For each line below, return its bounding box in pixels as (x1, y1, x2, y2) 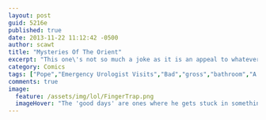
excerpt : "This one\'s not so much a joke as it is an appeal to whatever (8, 56, 260, 64)
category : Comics (8, 63, 66, 71)
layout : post (8, 11, 51, 20)
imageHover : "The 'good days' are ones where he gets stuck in (15, 99, 228, 107)
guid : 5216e (8, 19, 47, 27)
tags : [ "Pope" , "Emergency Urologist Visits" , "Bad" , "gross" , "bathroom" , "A (8, 70, 257, 78)
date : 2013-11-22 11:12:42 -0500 (8, 33, 119, 42)
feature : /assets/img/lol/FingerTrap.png (15, 92, 154, 100)
